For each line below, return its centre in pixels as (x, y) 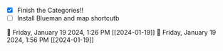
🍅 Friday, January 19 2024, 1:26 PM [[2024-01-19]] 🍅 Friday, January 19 (111, 33)
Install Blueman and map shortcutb (68, 18)
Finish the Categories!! (50, 10)
